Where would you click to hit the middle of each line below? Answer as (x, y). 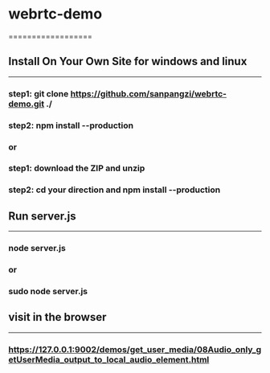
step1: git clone (39, 93)
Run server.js (42, 216)
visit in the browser (57, 317)
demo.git (27, 104)
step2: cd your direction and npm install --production (115, 190)
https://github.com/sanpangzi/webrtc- (149, 93)
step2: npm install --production (71, 125)
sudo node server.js (48, 291)
